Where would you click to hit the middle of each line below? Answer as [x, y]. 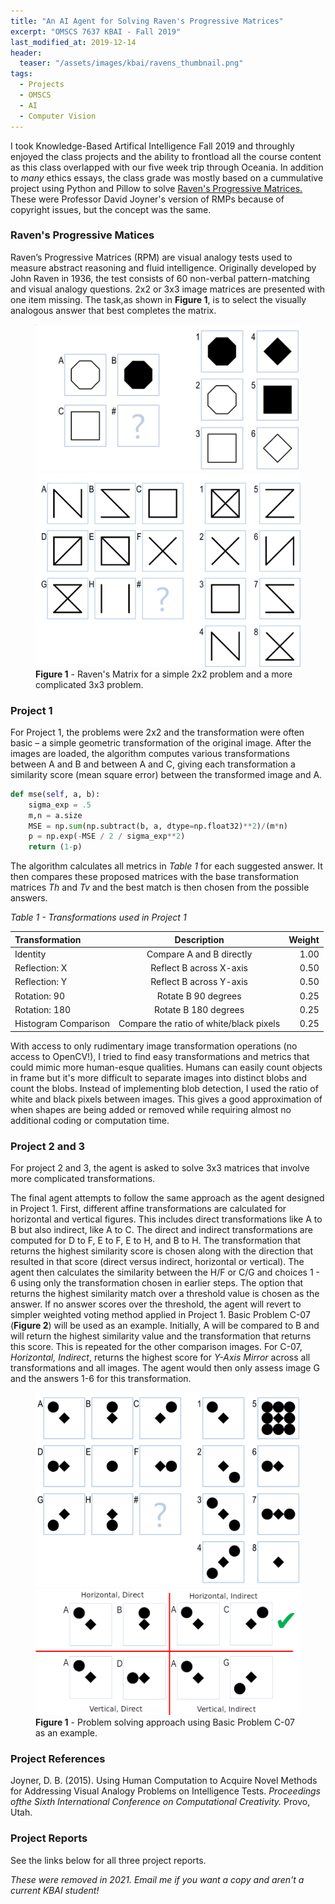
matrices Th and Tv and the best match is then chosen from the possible [160, 887]
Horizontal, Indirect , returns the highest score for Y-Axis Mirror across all [160, 1357]
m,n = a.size [55, 815]
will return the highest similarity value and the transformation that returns [161, 1336]
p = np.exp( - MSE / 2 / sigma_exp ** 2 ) [107, 836]
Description [199, 939]
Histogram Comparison [62, 1024]
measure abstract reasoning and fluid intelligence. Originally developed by [163, 267]
